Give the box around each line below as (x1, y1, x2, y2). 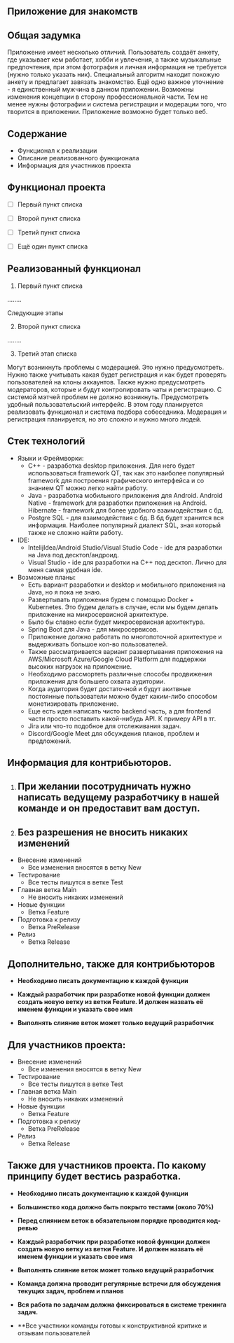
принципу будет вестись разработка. (7, 1171, 181, 1183)
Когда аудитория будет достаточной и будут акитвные (27, 684, 191, 693)
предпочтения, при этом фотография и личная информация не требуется (7, 63, 227, 71)
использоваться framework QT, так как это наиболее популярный (27, 468, 225, 477)
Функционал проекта (7, 181, 106, 193)
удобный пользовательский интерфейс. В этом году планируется (7, 400, 203, 408)
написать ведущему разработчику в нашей (17, 791, 219, 804)
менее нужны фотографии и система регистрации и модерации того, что (7, 100, 227, 109)
